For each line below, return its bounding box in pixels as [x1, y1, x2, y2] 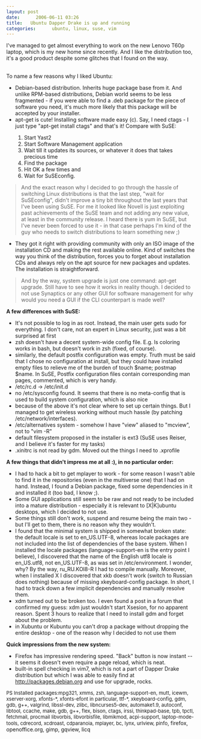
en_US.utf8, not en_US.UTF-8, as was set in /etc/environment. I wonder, [14, 559, 193, 566]
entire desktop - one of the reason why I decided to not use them [14, 629, 176, 637]
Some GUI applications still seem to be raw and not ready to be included [14, 496, 194, 503]
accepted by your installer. [14, 110, 81, 117]
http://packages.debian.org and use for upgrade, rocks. [14, 678, 153, 685]
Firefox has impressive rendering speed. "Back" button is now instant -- [14, 653, 193, 660]
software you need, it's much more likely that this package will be [14, 103, 177, 111]
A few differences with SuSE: [6, 308, 80, 315]
